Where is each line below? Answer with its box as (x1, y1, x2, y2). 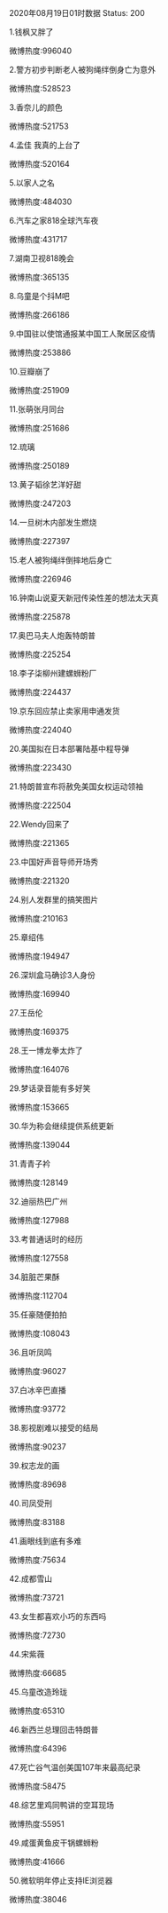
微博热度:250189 (9, 461, 70, 470)
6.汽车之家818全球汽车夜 (9, 216, 99, 225)
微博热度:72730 (9, 1630, 66, 1640)
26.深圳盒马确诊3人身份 (9, 970, 95, 980)
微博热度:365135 (9, 272, 70, 282)
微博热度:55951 (9, 1819, 65, 1829)
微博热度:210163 (9, 913, 69, 923)
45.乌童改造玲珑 (9, 1687, 68, 1697)
